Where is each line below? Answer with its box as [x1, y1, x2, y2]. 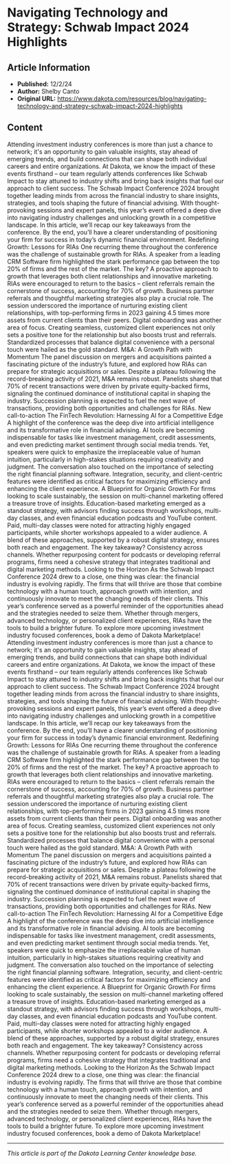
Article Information [7, 61, 91, 73]
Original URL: [16, 94, 56, 103]
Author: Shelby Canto [16, 88, 80, 95]
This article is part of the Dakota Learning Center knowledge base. [7, 1149, 197, 1157]
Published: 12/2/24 [16, 80, 72, 88]
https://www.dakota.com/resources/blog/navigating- [57, 94, 207, 103]
